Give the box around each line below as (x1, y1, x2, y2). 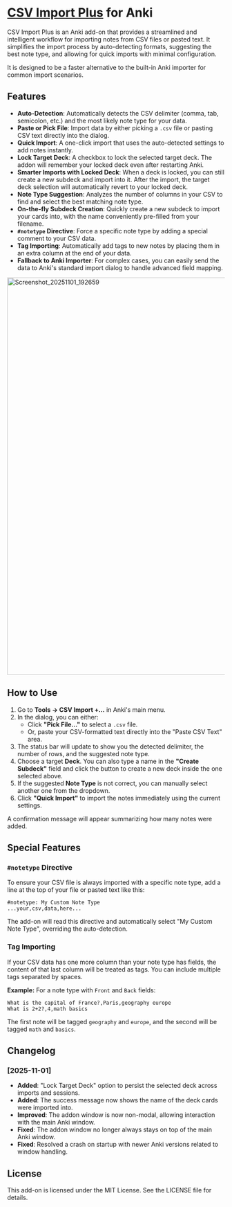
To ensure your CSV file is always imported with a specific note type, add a (7, 878, 221, 887)
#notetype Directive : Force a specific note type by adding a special (17, 226, 209, 235)
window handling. (17, 1147, 68, 1156)
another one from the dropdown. (17, 786, 110, 794)
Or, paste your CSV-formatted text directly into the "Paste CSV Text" (27, 727, 222, 735)
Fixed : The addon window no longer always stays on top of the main (17, 1125, 213, 1134)
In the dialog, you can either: (17, 713, 99, 721)
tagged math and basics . (7, 1025, 76, 1033)
